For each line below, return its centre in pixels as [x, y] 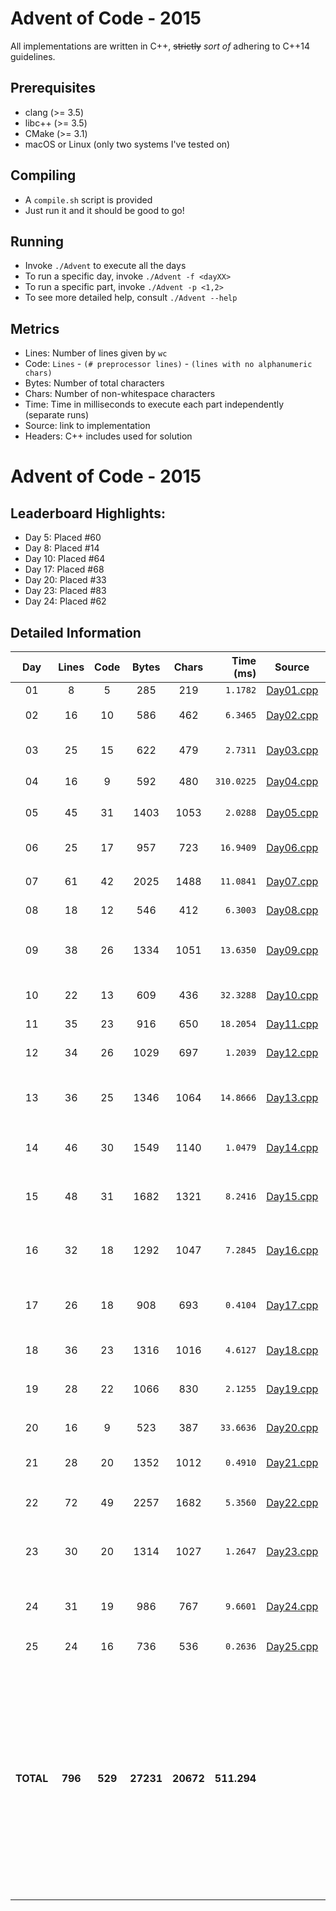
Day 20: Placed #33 [65, 580]
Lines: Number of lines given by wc [96, 353]
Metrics [35, 328]
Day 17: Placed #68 [64, 569]
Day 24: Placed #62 [65, 601]
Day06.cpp [292, 847]
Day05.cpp [292, 812]
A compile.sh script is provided [88, 199]
